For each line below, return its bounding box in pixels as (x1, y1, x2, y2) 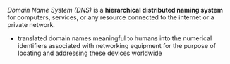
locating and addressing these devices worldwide (17, 49, 162, 57)
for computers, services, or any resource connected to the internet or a (7, 13, 214, 22)
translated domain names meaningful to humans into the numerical (17, 34, 212, 42)
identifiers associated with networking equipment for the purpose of (17, 42, 217, 49)
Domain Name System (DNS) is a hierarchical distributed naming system (7, 6, 224, 14)
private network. (7, 21, 55, 29)
